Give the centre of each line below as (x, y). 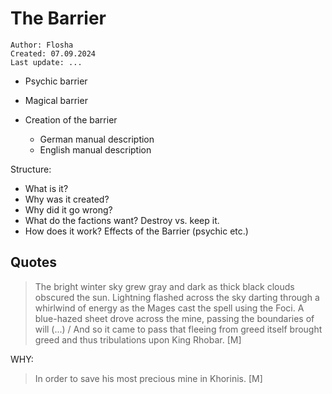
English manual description (95, 149)
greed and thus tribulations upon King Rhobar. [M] (138, 339)
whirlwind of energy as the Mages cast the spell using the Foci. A (169, 308)
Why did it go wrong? (68, 209)
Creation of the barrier (71, 119)
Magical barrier (56, 100)
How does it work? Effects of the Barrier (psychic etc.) (136, 231)
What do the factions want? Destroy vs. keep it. (122, 220)
